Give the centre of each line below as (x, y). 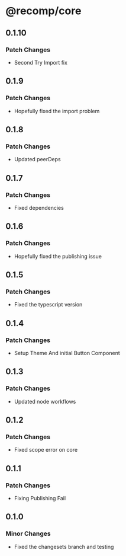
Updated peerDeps (37, 159)
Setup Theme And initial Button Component (67, 353)
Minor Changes (28, 533)
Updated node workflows (45, 401)
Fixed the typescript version (48, 305)
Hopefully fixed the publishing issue (58, 256)
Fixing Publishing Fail (40, 499)
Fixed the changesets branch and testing (64, 547)
